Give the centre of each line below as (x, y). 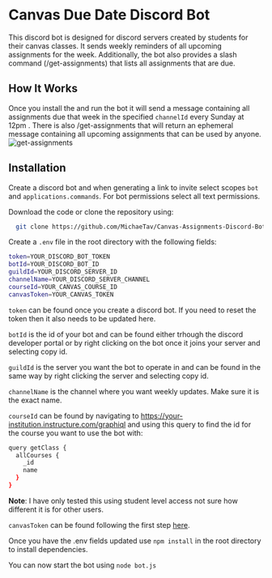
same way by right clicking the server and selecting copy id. (108, 376)
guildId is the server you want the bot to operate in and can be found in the (135, 367)
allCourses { (38, 455)
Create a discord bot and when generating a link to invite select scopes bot (134, 187)
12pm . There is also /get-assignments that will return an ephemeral (121, 125)
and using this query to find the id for (189, 424)
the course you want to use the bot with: (76, 433)
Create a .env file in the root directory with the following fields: (113, 242)
